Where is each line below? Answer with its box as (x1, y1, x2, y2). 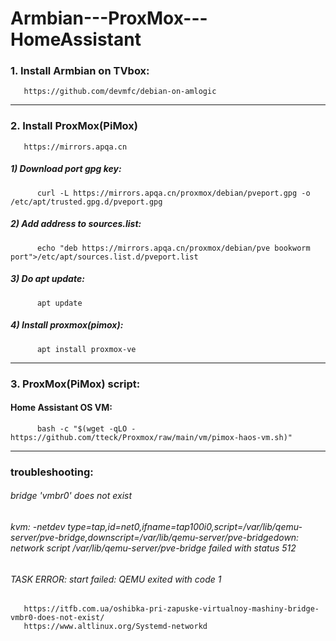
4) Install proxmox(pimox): (10, 319, 124, 331)
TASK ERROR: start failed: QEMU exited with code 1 (10, 573, 222, 585)
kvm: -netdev (10, 520, 66, 532)
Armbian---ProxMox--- (10, 7, 208, 30)
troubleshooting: (10, 465, 94, 479)
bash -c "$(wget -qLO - (36, 423, 137, 434)
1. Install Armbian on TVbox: (10, 64, 150, 78)
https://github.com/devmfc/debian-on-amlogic (23, 87, 217, 97)
